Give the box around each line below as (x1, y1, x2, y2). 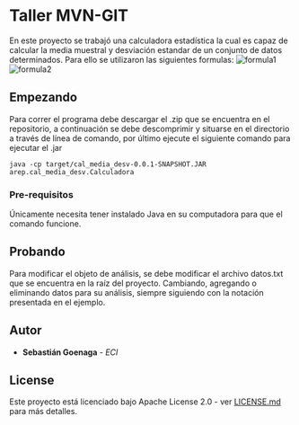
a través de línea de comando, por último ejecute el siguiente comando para (9, 132, 291, 144)
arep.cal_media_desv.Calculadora (9, 167, 135, 176)
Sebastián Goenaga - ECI (22, 347, 119, 358)
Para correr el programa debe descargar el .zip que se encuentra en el (9, 113, 270, 124)
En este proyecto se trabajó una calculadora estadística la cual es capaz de (9, 35, 289, 46)
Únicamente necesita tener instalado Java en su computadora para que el (9, 208, 283, 220)
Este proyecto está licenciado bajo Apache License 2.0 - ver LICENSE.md (9, 396, 281, 407)
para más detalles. (9, 406, 78, 417)
